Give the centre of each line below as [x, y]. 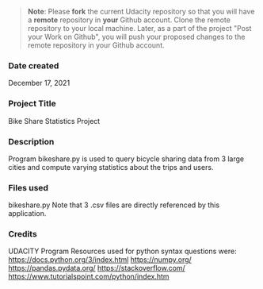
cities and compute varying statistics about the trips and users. [111, 167]
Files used [29, 187]
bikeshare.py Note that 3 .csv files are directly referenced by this [114, 205]
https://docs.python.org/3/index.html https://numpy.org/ [100, 260]
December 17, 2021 [39, 83]
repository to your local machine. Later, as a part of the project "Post [139, 28]
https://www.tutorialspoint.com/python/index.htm [89, 276]
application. [27, 214]
